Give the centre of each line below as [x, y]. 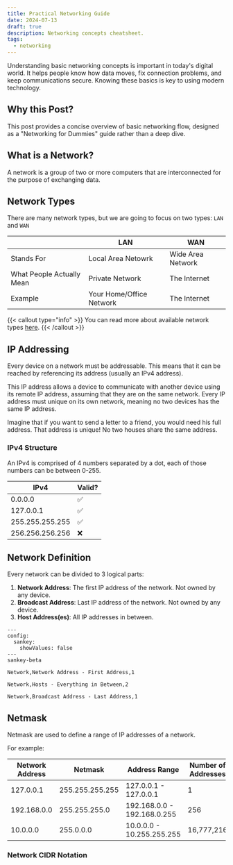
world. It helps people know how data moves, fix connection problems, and [114, 73]
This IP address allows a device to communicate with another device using [114, 387]
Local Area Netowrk [121, 259]
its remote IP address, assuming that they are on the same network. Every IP [116, 394]
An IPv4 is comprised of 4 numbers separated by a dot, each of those [107, 463]
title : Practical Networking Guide [59, 14]
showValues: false [46, 648]
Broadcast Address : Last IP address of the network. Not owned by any [119, 603]
